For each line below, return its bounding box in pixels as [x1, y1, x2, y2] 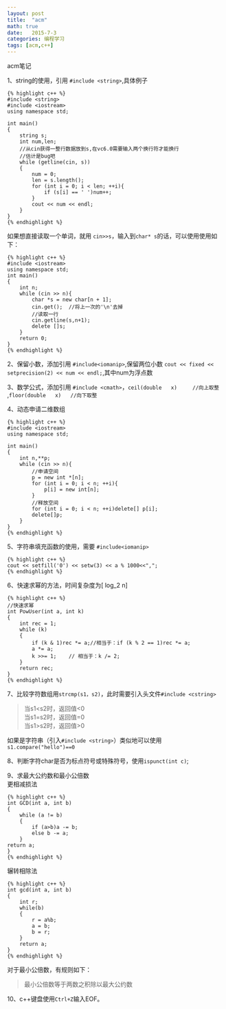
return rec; [19, 665, 54, 672]
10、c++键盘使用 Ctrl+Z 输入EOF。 [7, 995, 104, 1003]
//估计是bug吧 [19, 153, 56, 159]
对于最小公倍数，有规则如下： [7, 966, 91, 973]
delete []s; [32, 323, 67, 330]
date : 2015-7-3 [7, 29, 57, 36]
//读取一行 [32, 311, 59, 318]
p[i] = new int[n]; [43, 486, 100, 493]
